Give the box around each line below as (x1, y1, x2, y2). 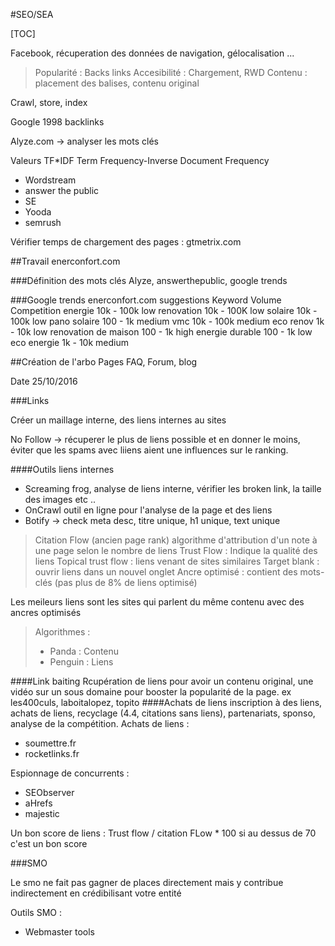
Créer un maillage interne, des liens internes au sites (10, 414, 227, 426)
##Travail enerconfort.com (10, 255, 121, 267)
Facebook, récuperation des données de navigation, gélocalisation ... (10, 47, 295, 59)
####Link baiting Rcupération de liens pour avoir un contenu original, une (10, 675, 314, 687)
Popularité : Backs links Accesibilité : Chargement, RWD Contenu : (34, 67, 308, 78)
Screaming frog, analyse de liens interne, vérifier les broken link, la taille (24, 483, 322, 494)
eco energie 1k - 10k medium (10, 337, 129, 348)
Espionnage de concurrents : (10, 767, 130, 779)
